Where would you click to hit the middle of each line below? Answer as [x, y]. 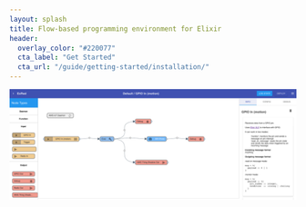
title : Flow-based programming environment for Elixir [116, 29]
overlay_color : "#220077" [67, 48]
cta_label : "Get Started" [67, 58]
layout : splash [38, 19]
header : [24, 38]
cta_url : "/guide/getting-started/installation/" [113, 67]
